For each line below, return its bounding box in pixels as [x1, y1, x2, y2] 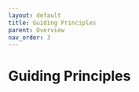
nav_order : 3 [8, 33, 51, 42]
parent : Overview [8, 26, 65, 34]
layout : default [8, 11, 61, 20]
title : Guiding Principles [8, 19, 97, 27]
